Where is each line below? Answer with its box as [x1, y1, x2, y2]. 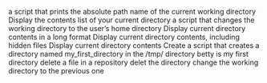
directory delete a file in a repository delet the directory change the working [8, 57, 259, 67]
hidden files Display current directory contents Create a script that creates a [8, 41, 260, 50]
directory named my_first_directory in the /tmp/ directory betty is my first [8, 49, 249, 58]
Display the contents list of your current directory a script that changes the [8, 15, 255, 25]
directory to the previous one [8, 66, 104, 75]
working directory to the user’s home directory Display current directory [8, 24, 246, 33]
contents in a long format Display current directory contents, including [8, 32, 241, 41]
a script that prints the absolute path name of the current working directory [8, 7, 257, 16]
